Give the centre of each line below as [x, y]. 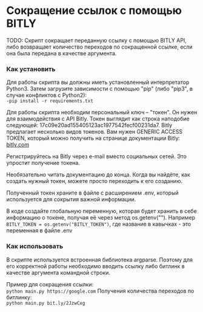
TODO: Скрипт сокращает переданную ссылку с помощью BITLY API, [96, 40]
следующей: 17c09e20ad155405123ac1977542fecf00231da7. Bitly [89, 125]
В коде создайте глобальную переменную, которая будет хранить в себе [101, 211]
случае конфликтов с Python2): [46, 95]
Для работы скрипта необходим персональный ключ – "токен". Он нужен [102, 113]
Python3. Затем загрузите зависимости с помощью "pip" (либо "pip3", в [99, 89]
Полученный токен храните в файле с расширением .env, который [92, 193]
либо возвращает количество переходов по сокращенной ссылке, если [99, 47]
